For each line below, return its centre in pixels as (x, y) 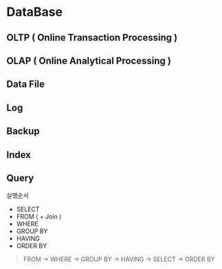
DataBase (35, 12)
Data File (26, 84)
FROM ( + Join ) (39, 217)
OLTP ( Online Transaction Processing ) (92, 38)
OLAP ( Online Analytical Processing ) (89, 60)
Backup (23, 131)
